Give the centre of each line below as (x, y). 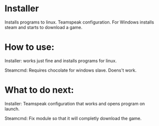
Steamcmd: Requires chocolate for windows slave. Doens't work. (71, 70)
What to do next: (39, 90)
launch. (12, 109)
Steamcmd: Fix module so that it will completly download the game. (73, 118)
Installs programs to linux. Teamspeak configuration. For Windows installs (79, 22)
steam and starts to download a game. (44, 27)
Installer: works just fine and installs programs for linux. (61, 61)
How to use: (30, 47)
